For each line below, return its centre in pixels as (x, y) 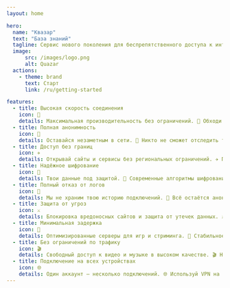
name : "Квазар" (34, 32)
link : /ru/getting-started (63, 90)
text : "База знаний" (42, 38)
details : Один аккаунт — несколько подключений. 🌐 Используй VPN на (119, 274)
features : (21, 102)
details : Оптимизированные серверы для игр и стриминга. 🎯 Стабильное (122, 236)
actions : (25, 70)
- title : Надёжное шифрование (56, 166)
